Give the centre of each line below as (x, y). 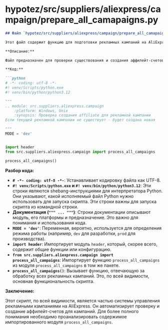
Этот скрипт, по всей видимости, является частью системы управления (82, 300)
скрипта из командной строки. (45, 207)
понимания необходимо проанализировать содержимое (66, 316)
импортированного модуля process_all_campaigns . (59, 322)
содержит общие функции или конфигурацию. (62, 249)
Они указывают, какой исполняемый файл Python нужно (73, 196)
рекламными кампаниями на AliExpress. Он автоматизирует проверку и (82, 306)
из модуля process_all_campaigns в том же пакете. (66, 265)
